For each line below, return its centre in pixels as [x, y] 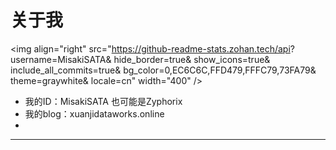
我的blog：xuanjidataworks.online [94, 113]
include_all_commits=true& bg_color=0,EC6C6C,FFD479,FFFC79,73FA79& [163, 70]
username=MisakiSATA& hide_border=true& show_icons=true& [140, 59]
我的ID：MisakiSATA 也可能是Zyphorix [103, 101]
